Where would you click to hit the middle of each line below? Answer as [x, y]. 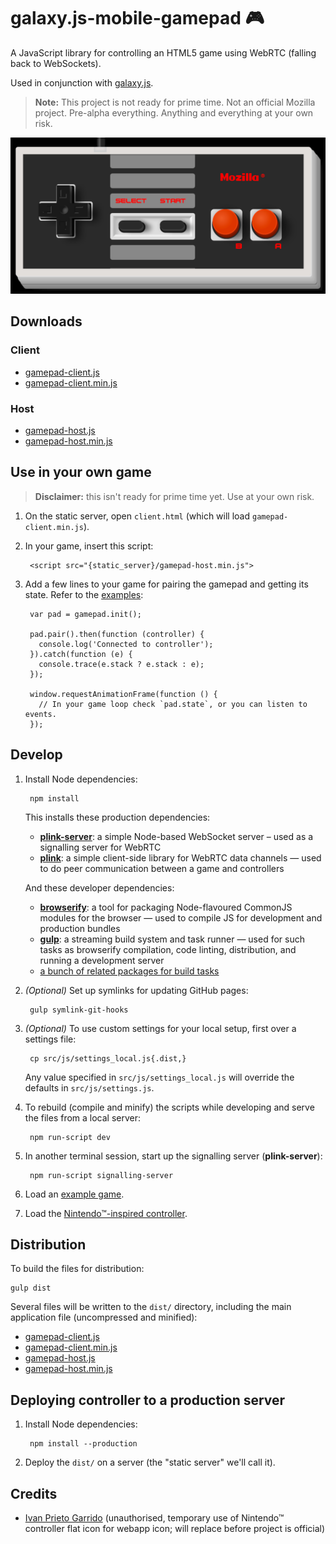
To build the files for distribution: [77, 1269]
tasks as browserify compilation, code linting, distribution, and [168, 949]
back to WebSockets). [56, 63]
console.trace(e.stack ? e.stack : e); [121, 664]
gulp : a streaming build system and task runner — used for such [172, 939]
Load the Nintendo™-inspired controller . [106, 1213]
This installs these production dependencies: [117, 817]
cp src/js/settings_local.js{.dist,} [108, 1058]
